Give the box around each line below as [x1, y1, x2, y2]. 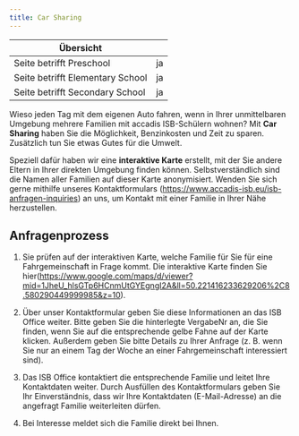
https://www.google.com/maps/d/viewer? [39, 270, 193, 282]
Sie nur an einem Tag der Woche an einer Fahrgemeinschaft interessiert [21, 346, 288, 356]
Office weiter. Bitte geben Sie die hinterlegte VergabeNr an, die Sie [21, 317, 269, 328]
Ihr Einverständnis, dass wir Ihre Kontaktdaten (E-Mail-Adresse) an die [21, 391, 282, 402]
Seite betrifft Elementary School [13, 71, 148, 83]
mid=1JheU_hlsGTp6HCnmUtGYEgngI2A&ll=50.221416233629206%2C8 [21, 280, 290, 291]
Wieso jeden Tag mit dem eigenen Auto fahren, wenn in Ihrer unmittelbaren [9, 108, 286, 119]
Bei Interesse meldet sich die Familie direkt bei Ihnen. [21, 418, 219, 429]
